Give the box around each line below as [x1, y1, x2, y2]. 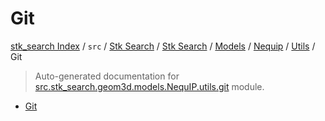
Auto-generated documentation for [34, 70, 180, 82]
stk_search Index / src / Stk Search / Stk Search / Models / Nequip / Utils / [10, 40, 316, 52]
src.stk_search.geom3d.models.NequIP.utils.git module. [34, 80, 265, 92]
